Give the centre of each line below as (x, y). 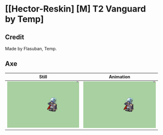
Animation (120, 77)
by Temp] (24, 19)
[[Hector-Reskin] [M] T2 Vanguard (76, 9)
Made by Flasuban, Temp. (31, 49)
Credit (15, 37)
